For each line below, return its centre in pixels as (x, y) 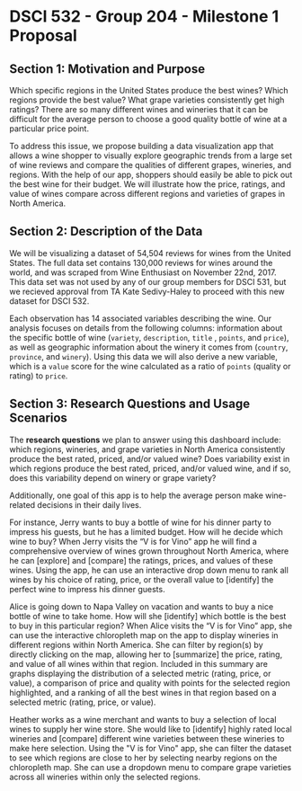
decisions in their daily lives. (89, 504)
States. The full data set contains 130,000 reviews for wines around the (141, 262)
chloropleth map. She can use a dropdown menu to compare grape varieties (151, 767)
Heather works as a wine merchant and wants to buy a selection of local (143, 719)
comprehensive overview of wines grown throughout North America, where (149, 551)
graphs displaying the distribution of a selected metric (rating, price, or (140, 673)
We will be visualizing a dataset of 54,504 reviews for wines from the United (150, 253)
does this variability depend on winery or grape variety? (113, 477)
